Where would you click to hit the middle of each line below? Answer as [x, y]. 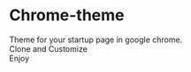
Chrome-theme [67, 15]
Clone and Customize [49, 48]
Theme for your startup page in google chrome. [96, 40]
